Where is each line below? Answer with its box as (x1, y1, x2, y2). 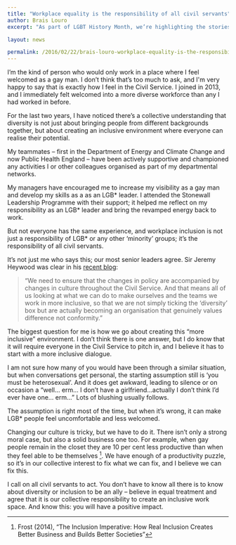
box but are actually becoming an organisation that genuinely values (24, 306, 223, 315)
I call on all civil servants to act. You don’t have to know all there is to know (7, 480, 223, 488)
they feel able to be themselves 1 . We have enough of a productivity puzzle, (7, 450, 226, 460)
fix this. (7, 466, 29, 475)
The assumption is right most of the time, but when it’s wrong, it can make (7, 407, 221, 415)
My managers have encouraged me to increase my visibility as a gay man (7, 183, 220, 192)
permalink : (7, 48, 39, 56)
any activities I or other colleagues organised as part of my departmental (7, 162, 218, 171)
